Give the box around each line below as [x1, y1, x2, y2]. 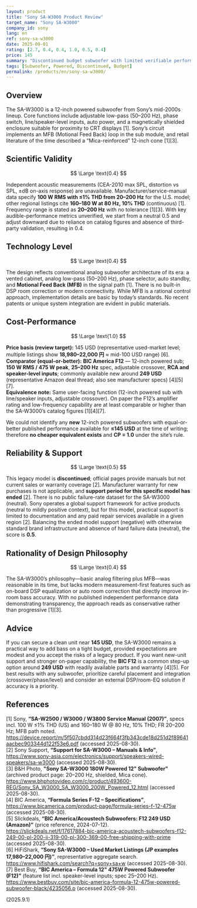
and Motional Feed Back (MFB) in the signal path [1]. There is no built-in [6, 281, 181, 288]
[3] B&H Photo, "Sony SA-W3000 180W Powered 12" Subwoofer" [6, 765, 168, 772]
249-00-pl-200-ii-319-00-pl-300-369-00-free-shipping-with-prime [6, 833, 171, 841]
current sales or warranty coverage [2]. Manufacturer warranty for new [6, 481, 178, 488]
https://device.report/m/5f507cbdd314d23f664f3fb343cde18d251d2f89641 [6, 734, 189, 741]
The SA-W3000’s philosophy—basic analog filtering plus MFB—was [6, 575, 170, 582]
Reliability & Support [6, 448, 83, 458]
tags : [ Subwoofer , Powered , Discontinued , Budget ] [6, 63, 133, 69]
